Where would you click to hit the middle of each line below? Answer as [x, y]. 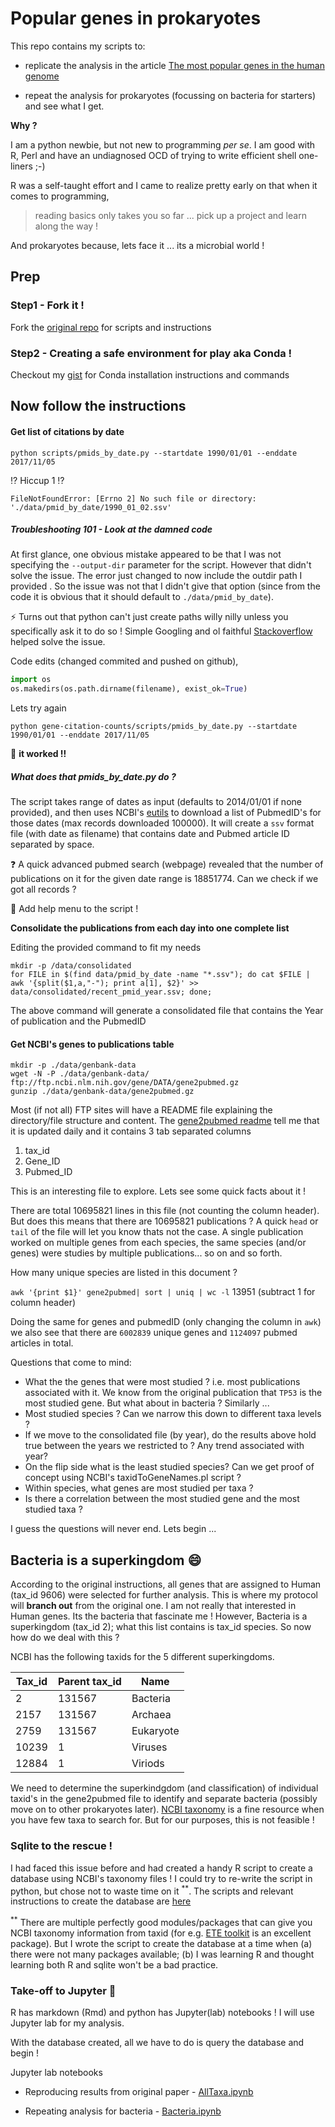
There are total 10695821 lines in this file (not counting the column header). [165, 1211]
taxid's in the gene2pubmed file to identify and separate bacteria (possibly [164, 1799]
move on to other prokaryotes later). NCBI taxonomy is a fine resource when [167, 1809]
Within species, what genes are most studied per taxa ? [139, 1488]
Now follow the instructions [98, 406]
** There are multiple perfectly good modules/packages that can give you [161, 1921]
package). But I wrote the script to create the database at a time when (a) [161, 1943]
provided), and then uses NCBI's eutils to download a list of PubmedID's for [166, 813]
